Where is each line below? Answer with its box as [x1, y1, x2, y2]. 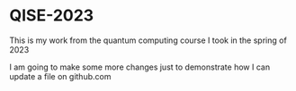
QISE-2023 [9, 5, 94, 26]
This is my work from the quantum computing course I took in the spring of [9, 35, 288, 45]
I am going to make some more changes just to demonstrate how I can [9, 62, 271, 72]
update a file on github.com [9, 70, 112, 81]
